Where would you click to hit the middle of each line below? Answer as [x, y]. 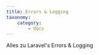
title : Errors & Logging [37, 12]
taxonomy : [19, 17]
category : [30, 23]
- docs [36, 28]
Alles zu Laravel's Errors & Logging [50, 45]
